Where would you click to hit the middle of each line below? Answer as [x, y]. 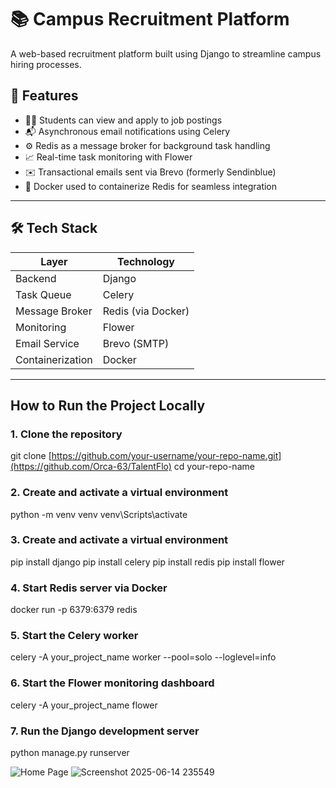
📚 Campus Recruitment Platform [150, 19]
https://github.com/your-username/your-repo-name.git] [166, 456]
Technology [145, 261]
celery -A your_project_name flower [84, 705]
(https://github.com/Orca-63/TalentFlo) [91, 467]
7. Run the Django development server [105, 731]
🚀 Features [44, 96]
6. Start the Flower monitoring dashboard [112, 683]
